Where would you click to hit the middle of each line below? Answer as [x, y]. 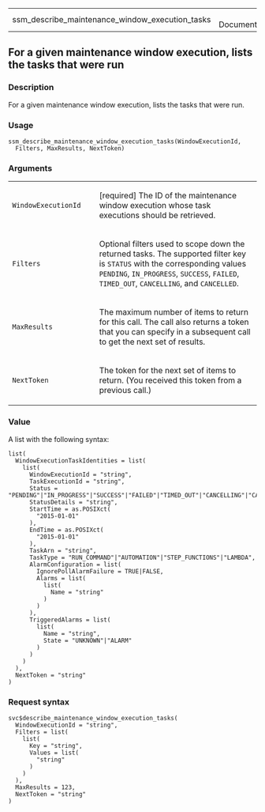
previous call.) [125, 391]
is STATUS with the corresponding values [173, 264]
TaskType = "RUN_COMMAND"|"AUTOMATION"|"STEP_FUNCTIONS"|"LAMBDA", [142, 557]
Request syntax [39, 701]
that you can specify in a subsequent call [175, 332]
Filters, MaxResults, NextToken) [70, 148]
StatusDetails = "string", [73, 502]
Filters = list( [42, 732]
